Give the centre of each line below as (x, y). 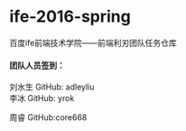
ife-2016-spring (70, 17)
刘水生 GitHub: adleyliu (52, 87)
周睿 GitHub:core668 (48, 117)
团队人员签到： (37, 65)
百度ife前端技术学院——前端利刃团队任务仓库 (93, 42)
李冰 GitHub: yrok (42, 98)
